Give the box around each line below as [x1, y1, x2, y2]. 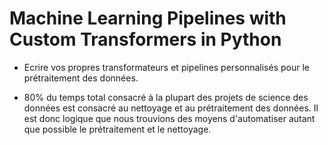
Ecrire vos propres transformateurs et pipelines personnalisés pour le [23, 61, 310, 73]
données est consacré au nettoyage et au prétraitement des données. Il [23, 102, 319, 114]
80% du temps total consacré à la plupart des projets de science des [23, 91, 309, 103]
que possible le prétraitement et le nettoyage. [23, 123, 212, 135]
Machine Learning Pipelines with [9, 7, 287, 30]
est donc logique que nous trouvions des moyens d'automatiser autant [23, 112, 316, 124]
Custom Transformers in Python [9, 28, 282, 51]
